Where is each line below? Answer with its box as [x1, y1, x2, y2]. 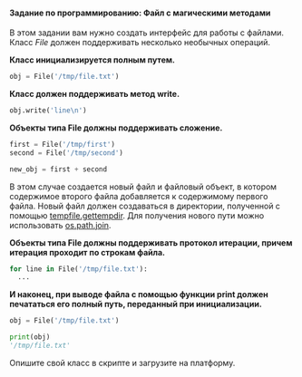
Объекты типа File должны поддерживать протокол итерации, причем [9, 237, 293, 248]
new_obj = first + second [9, 164, 107, 174]
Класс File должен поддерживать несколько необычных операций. [9, 37, 270, 48]
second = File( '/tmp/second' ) [9, 148, 124, 158]
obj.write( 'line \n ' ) [9, 106, 88, 115]
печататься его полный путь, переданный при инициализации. [9, 299, 263, 310]
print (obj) [9, 333, 51, 342]
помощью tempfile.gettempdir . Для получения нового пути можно [9, 209, 265, 221]
